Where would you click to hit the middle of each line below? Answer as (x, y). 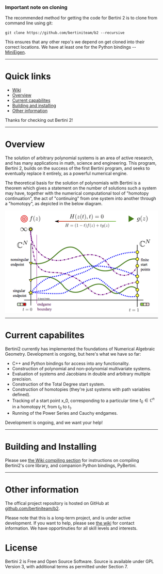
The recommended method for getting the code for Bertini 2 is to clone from (81, 18)
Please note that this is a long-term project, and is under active (68, 517)
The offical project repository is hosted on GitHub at (57, 503)
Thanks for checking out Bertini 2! (39, 120)
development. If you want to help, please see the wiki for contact (70, 523)
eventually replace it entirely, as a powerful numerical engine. (66, 173)
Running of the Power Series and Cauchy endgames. (65, 413)
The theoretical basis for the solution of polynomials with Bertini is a (73, 183)
